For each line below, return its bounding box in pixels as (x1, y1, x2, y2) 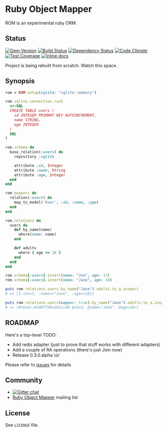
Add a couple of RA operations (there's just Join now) (12, 346, 123, 352)
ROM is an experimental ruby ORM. (5, 20, 77, 26)
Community (5, 376, 43, 384)
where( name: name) (18, 232, 57, 237)
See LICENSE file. (5, 422, 39, 428)
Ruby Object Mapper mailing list (12, 394, 78, 401)
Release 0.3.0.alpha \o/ (12, 352, 60, 358)
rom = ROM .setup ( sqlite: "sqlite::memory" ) (5, 90, 97, 95)
